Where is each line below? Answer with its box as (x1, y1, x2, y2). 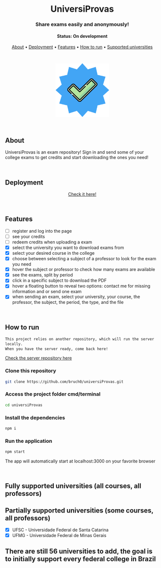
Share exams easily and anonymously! (35, 21, 129, 28)
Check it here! (68, 191, 96, 197)
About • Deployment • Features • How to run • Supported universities (11, 44, 153, 50)
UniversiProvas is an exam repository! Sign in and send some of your (5, 149, 144, 155)
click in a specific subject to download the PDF (12, 277, 107, 283)
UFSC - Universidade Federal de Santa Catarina (12, 527, 109, 533)
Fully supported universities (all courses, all (5, 482, 141, 490)
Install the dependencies (5, 414, 65, 421)
